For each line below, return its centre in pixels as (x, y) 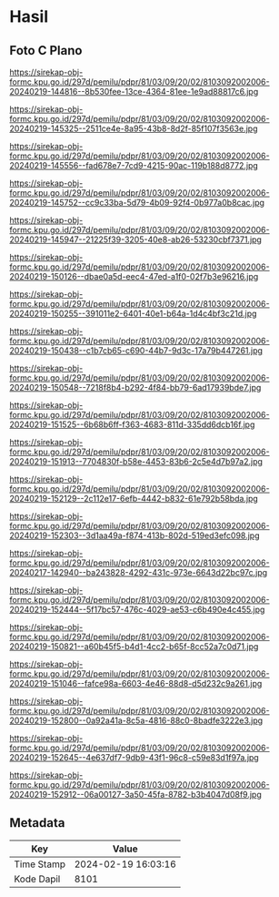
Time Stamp (40, 864)
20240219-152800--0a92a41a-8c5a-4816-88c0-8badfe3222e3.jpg (136, 720)
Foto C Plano (46, 51)
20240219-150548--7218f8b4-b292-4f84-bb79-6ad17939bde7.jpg (135, 387)
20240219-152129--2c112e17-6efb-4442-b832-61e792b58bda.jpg (134, 499)
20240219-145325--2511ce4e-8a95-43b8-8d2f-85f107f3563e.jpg (134, 128)
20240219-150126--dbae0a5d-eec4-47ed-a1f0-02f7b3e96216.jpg (134, 276)
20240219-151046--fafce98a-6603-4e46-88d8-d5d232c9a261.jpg (136, 683)
